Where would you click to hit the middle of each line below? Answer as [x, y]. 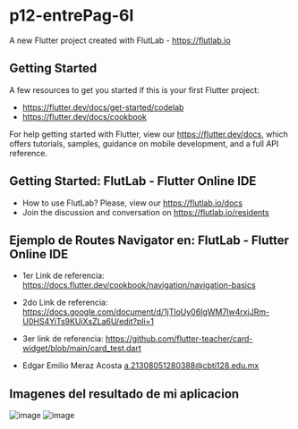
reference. [28, 153]
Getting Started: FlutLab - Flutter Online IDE [133, 181]
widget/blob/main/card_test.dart [81, 349]
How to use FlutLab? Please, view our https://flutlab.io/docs [132, 203]
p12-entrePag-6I [72, 16]
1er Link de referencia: [63, 276]
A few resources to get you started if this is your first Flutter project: [134, 89]
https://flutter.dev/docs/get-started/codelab [103, 107]
